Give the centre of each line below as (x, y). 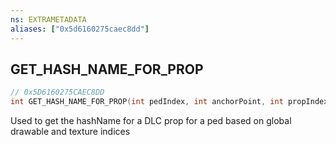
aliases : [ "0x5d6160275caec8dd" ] (80, 29)
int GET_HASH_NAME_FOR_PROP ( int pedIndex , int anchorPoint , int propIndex (169, 102)
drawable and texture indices (70, 132)
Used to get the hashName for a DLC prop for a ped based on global (151, 121)
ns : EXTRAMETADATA (48, 19)
